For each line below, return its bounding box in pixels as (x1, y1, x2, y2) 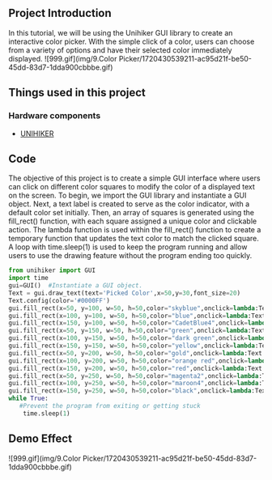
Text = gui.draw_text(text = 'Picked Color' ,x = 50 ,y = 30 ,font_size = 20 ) (8, 289, 241, 297)
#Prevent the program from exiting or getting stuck (19, 402, 201, 410)
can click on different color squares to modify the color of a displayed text (8, 182, 255, 192)
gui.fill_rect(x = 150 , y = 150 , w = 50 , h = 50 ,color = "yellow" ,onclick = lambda (8, 342, 255, 350)
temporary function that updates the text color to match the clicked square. (8, 234, 259, 244)
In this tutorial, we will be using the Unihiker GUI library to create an (8, 28, 233, 37)
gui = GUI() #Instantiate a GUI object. (8, 282, 143, 290)
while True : (8, 394, 49, 403)
